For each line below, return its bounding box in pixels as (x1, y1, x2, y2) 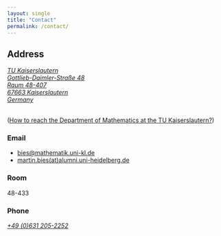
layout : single (7, 10, 51, 17)
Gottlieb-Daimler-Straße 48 (7, 73, 85, 82)
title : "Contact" (7, 16, 57, 23)
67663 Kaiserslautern (7, 88, 69, 97)
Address (7, 48, 45, 60)
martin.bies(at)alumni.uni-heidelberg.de (16, 156, 130, 165)
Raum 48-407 (7, 81, 47, 89)
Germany (7, 95, 34, 104)
